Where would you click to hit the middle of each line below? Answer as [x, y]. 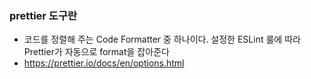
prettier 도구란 [43, 15]
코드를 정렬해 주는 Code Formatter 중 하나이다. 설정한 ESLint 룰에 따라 [162, 39]
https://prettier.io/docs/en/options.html [104, 63]
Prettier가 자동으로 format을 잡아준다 [96, 52]
